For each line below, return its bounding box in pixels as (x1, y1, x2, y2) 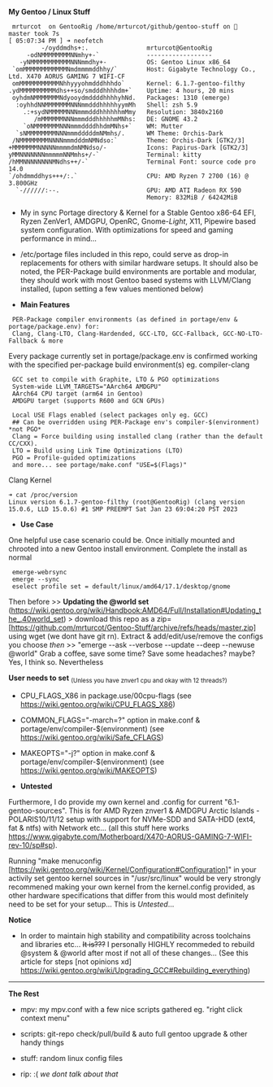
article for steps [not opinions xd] (19, 956, 132, 967)
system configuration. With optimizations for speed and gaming (19, 225, 233, 234)
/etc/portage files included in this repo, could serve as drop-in (19, 250, 229, 259)
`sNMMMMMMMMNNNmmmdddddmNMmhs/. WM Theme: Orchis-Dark (15, 129, 223, 138)
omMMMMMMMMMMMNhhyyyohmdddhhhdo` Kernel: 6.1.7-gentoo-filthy (11, 80, 245, 88)
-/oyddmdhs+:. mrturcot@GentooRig (41, 44, 213, 52)
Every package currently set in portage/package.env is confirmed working (8, 351, 258, 360)
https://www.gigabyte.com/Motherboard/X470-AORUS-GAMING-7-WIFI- (8, 832, 253, 841)
